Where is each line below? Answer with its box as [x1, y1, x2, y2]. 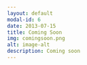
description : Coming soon [7, 48, 80, 55]
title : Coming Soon [7, 28, 63, 36]
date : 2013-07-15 [7, 22, 56, 29]
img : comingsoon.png [7, 35, 66, 42]
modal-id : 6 [7, 16, 41, 23]
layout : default [7, 9, 53, 17]
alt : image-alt [7, 41, 50, 48]
